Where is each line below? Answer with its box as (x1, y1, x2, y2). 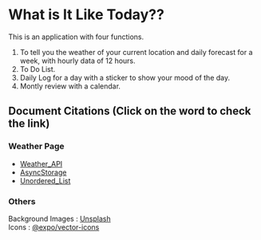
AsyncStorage (19, 167, 67, 177)
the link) (8, 117, 50, 131)
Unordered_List (19, 175, 71, 185)
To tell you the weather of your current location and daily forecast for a (19, 47, 253, 57)
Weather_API (19, 159, 63, 168)
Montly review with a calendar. (19, 81, 121, 91)
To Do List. (19, 64, 56, 73)
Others (8, 195, 36, 207)
